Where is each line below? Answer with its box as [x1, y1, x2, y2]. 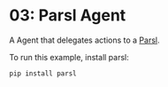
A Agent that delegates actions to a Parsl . [9, 35, 161, 45]
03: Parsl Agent [9, 5, 126, 26]
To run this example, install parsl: [9, 51, 130, 62]
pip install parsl [9, 68, 77, 78]
